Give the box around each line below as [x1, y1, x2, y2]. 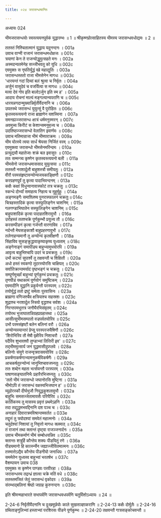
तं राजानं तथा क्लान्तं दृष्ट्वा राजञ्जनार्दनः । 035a [5, 427, 83, 432]
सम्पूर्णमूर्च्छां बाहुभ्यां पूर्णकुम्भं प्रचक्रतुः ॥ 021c [5, 272, 74, 277]
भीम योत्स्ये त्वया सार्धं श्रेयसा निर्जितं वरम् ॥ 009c [5, 139, 82, 145]
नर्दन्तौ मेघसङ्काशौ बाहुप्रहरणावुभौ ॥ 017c [5, 227, 71, 233]
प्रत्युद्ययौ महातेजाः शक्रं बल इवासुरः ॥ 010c [5, 150, 72, 155]
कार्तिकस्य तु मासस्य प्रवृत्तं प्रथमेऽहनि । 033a [5, 399, 76, 405]
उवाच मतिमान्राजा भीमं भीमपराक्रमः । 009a [5, 133, 72, 139]
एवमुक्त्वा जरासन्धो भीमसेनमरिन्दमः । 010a [5, 144, 72, 150]
